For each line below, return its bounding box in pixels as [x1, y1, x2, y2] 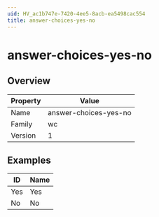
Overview [7, 75, 51, 87]
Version [11, 131, 36, 140]
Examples [7, 154, 51, 166]
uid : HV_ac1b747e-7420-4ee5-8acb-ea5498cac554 [7, 10, 146, 18]
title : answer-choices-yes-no [7, 17, 96, 24]
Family [11, 119, 33, 129]
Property [11, 96, 41, 105]
